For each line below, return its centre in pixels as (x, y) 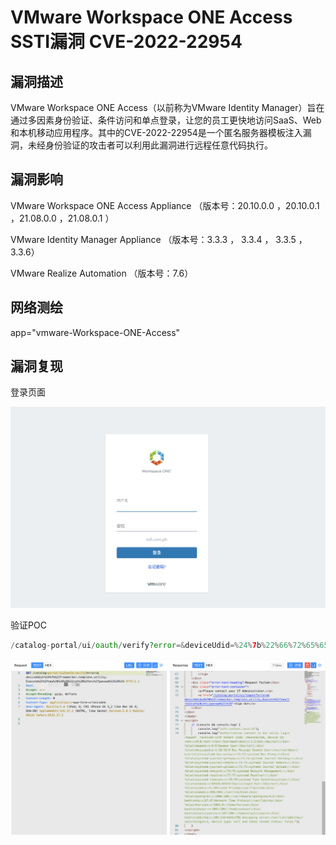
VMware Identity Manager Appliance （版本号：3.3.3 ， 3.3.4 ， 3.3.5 (153, 239)
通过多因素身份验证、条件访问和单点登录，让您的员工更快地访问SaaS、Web (166, 120)
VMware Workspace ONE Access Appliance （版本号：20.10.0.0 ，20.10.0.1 (165, 205)
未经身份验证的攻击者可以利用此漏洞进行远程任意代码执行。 (150, 145)
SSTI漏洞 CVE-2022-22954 (126, 42)
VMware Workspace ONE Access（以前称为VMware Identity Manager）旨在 (167, 107)
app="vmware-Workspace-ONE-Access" (95, 332)
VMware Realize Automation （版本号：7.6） (102, 273)
